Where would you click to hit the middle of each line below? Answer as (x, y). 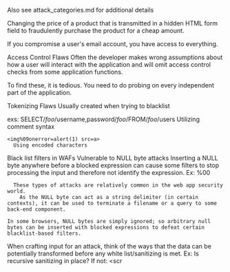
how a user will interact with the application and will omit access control (109, 64)
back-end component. (37, 209)
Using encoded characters (51, 145)
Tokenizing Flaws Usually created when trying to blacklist (88, 106)
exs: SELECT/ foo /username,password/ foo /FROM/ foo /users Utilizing (103, 119)
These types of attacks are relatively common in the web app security (118, 185)
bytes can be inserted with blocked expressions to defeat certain (106, 227)
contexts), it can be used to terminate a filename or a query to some (112, 203)
